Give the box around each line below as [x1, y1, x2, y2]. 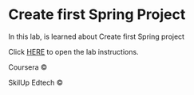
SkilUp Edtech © [8, 78, 64, 87]
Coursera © [8, 62, 48, 72]
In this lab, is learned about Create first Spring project [8, 32, 185, 41]
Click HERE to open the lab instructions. [8, 47, 139, 56]
